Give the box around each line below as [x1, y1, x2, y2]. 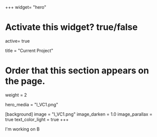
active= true [5, 38, 30, 44]
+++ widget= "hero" [5, 4, 47, 10]
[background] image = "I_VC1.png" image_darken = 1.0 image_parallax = [5, 111, 153, 117]
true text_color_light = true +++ [5, 116, 69, 122]
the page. [5, 75, 46, 87]
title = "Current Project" [5, 47, 53, 54]
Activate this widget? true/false [5, 22, 138, 33]
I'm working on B [5, 126, 40, 132]
